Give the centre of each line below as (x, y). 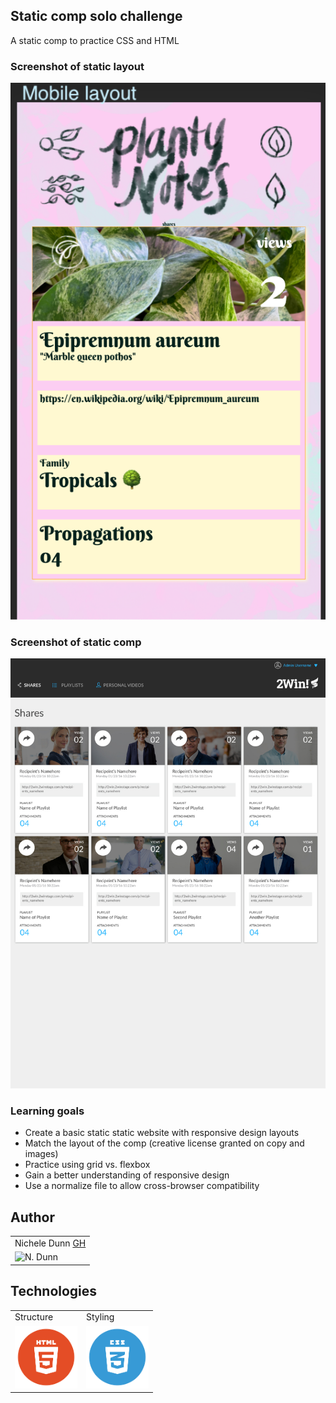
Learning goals (47, 1111)
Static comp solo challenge (96, 16)
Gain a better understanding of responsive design (127, 1175)
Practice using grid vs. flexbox (87, 1165)
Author (32, 1217)
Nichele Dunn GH (50, 1243)
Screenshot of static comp (76, 642)
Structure (34, 1317)
